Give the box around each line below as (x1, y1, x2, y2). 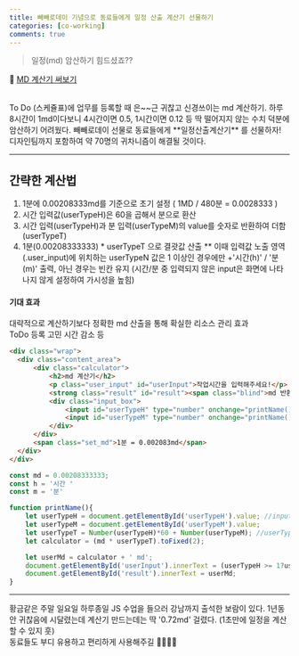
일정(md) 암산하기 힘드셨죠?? (30, 55, 133, 66)
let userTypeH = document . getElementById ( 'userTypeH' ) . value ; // (25, 512, 273, 521)
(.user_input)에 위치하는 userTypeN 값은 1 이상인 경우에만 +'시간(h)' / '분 (21, 252, 279, 263)
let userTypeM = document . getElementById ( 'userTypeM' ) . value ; (25, 521, 261, 529)
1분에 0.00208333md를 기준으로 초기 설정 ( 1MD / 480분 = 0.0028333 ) (21, 198, 279, 209)
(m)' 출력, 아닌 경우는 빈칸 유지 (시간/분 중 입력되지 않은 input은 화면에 (21, 264, 268, 275)
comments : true (9, 29, 66, 38)
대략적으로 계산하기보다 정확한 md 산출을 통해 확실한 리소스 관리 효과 (9, 318, 249, 329)
